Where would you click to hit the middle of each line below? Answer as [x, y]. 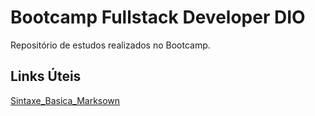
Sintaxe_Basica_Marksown [65, 100]
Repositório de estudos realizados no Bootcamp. [110, 45]
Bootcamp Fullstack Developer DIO [158, 17]
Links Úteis [46, 76]
